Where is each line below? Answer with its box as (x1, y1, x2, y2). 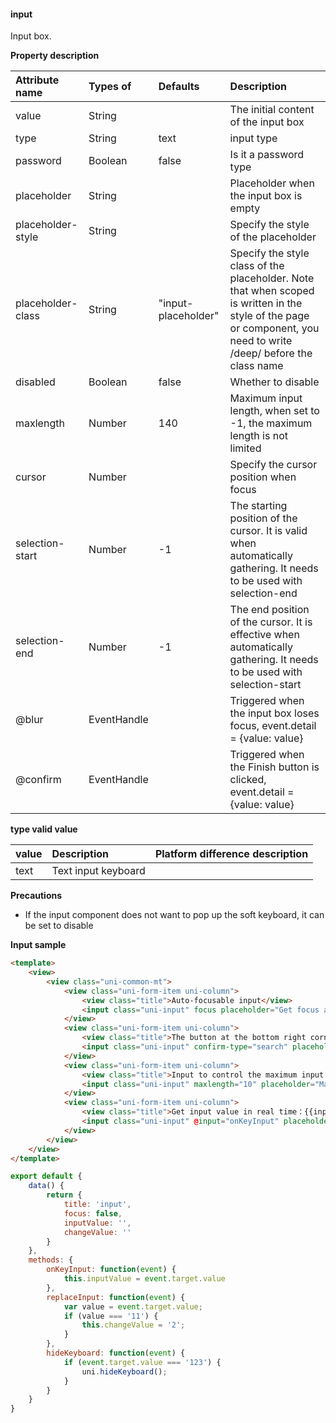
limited (229, 441, 262, 455)
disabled (15, 375, 56, 389)
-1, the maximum (229, 416, 313, 430)
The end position (229, 603, 310, 617)
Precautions (10, 890, 63, 902)
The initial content (229, 103, 315, 117)
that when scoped (229, 284, 315, 298)
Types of (88, 80, 132, 94)
